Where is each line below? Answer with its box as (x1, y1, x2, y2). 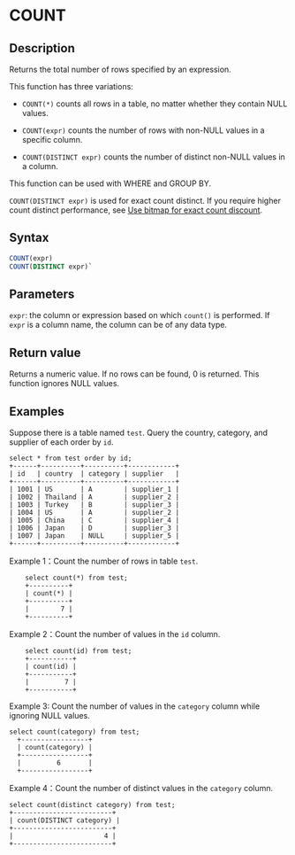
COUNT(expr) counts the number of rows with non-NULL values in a (21, 125, 265, 136)
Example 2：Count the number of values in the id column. (9, 629, 221, 639)
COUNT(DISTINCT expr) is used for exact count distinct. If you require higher (9, 196, 281, 206)
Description (9, 41, 75, 56)
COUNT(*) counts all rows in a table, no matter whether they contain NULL (21, 98, 288, 109)
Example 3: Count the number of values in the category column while (9, 701, 261, 711)
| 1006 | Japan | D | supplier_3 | (9, 524, 179, 532)
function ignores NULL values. (9, 378, 120, 389)
